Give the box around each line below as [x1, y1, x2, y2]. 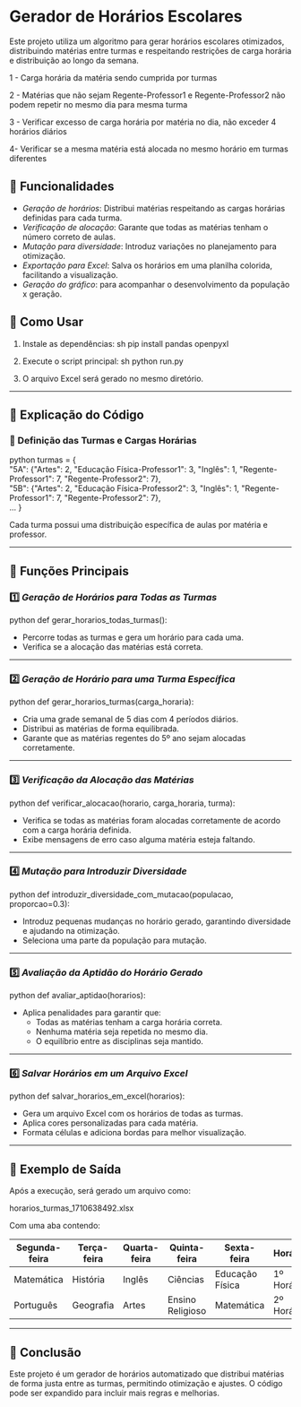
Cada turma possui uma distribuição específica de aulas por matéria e [9, 520, 269, 531]
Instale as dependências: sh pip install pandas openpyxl [21, 338, 229, 349]
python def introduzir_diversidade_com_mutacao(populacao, [9, 889, 234, 900]
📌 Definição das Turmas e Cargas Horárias [9, 434, 197, 446]
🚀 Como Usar [9, 315, 84, 330]
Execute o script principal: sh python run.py [21, 356, 184, 367]
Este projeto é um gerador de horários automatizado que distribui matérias [9, 1368, 285, 1379]
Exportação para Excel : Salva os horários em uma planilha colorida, [21, 260, 273, 271]
